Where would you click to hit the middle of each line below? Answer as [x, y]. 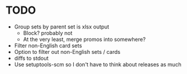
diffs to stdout [31, 58]
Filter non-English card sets [48, 46]
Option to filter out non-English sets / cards [67, 52]
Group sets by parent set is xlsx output [62, 27]
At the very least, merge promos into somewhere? [84, 39]
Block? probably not [48, 33]
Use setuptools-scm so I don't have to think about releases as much [98, 64]
